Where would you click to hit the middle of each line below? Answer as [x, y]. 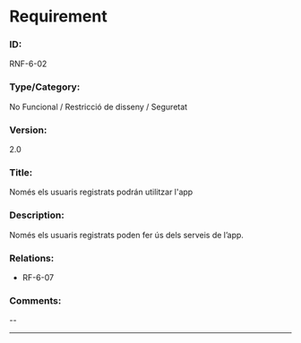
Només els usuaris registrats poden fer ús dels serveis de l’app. [127, 235]
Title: [21, 172]
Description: [37, 215]
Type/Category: [45, 87]
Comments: [35, 300]
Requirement [58, 17]
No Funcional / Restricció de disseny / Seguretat [99, 107]
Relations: [32, 258]
